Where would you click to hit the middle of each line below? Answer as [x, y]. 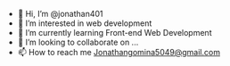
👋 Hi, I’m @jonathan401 [61, 14]
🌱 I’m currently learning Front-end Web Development [115, 33]
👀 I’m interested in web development [85, 23]
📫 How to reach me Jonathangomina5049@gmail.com [119, 52]
